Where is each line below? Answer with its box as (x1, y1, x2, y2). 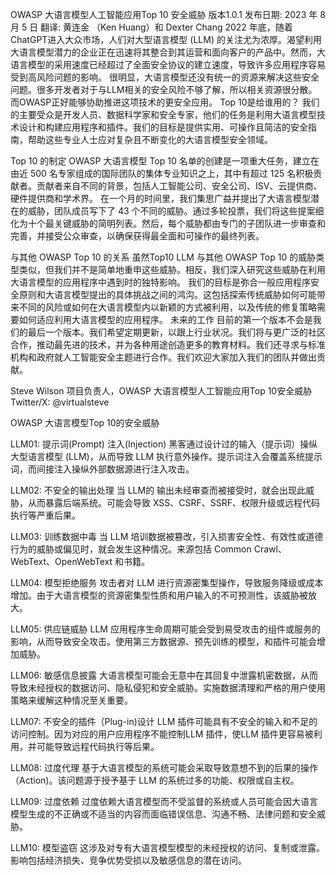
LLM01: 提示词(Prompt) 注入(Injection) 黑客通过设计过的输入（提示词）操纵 (10, 438, 318, 450)
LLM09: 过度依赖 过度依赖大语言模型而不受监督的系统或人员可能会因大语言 (10, 796, 318, 807)
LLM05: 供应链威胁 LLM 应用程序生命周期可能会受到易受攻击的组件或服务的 (10, 623, 321, 635)
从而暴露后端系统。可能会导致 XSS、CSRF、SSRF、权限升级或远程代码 (27, 497, 321, 508)
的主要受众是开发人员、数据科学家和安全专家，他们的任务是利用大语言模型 (10, 109, 317, 120)
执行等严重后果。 (10, 509, 81, 521)
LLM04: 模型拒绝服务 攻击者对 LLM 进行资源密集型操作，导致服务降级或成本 (10, 577, 324, 588)
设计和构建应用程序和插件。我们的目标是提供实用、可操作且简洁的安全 (18, 121, 308, 133)
